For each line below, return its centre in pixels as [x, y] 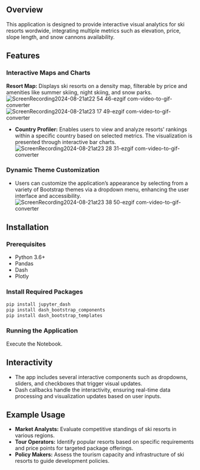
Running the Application [42, 331]
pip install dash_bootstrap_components [56, 310]
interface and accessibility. [48, 196]
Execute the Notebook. [34, 344]
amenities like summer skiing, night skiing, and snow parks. [79, 92]
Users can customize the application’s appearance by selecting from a [101, 183]
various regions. [35, 435]
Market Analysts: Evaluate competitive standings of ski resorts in [96, 429]
